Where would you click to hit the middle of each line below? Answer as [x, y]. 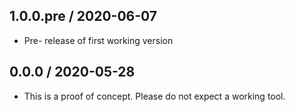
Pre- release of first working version [98, 40]
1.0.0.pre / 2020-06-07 [83, 16]
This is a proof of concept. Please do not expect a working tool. [154, 96]
